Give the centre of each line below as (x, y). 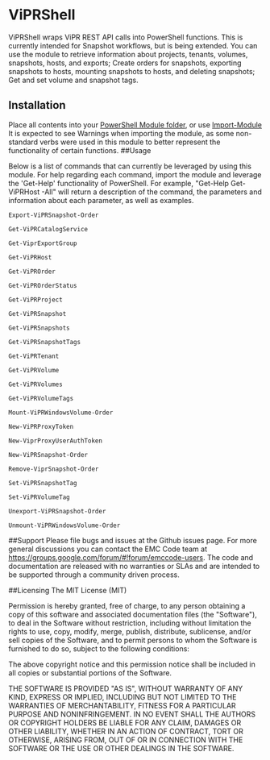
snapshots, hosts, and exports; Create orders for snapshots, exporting (125, 63)
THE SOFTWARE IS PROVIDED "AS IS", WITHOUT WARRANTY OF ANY (126, 688)
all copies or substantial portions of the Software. (90, 673)
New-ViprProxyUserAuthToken (56, 441)
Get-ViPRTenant (34, 356)
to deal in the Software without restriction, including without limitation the (130, 623)
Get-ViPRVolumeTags (41, 398)
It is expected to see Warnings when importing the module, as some (121, 133)
